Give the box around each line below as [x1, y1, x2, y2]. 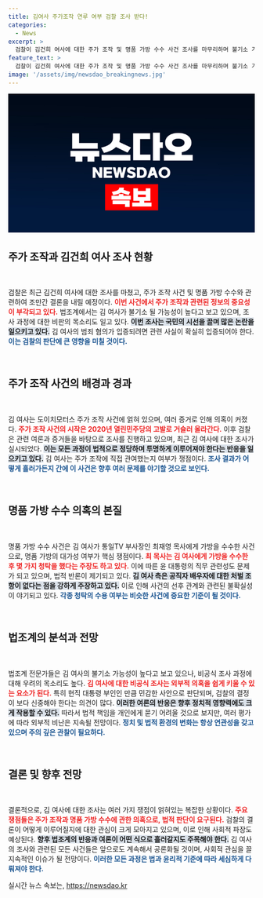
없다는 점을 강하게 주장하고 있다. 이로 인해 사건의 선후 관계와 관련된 [22, 581, 226, 590]
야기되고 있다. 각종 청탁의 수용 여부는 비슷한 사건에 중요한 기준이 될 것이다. [16, 590, 241, 600]
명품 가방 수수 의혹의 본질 [8, 504, 123, 517]
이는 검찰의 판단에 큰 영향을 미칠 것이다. [8, 337, 128, 346]
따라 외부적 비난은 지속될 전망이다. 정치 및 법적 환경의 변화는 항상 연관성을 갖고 [16, 717, 254, 727]
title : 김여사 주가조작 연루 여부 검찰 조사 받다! [8, 13, 149, 20]
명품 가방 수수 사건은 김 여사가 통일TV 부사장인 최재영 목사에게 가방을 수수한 [8, 542, 241, 551]
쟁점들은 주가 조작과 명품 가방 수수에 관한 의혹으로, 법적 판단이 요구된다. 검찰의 [8, 815, 245, 824]
